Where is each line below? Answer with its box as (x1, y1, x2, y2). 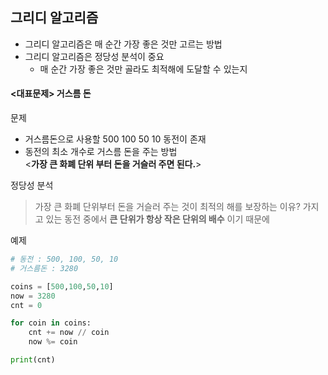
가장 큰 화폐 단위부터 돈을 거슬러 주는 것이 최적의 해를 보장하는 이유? (34, 201, 301, 213)
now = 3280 (10, 291, 56, 301)
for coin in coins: (10, 318, 92, 328)
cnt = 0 (10, 300, 43, 310)
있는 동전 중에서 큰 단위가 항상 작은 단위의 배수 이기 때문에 (45, 213, 270, 225)
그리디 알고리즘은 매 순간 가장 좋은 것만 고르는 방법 (24, 38, 223, 50)
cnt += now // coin (28, 328, 110, 338)
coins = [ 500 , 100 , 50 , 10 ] (10, 281, 114, 292)
